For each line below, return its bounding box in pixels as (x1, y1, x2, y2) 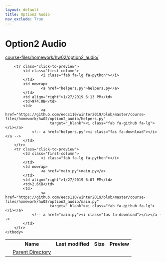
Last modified (55, 241, 90, 248)
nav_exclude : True (5, 16, 43, 21)
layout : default (5, 7, 39, 12)
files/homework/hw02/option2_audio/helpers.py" (5, 117, 106, 122)
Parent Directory (12, 249, 51, 256)
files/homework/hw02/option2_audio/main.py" (5, 199, 99, 204)
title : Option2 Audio (5, 12, 50, 17)
